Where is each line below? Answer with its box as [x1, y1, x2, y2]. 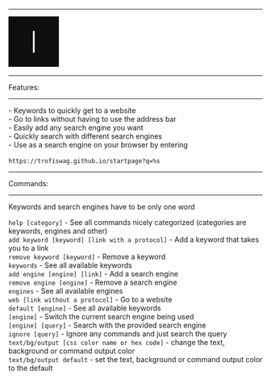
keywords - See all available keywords [8, 260, 133, 270]
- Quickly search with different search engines [8, 131, 163, 141]
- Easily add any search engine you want [8, 123, 144, 132]
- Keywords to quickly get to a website [8, 106, 136, 115]
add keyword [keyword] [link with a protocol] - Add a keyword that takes [8, 235, 260, 244]
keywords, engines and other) [8, 227, 108, 235]
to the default [8, 364, 53, 373]
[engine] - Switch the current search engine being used [8, 312, 194, 321]
